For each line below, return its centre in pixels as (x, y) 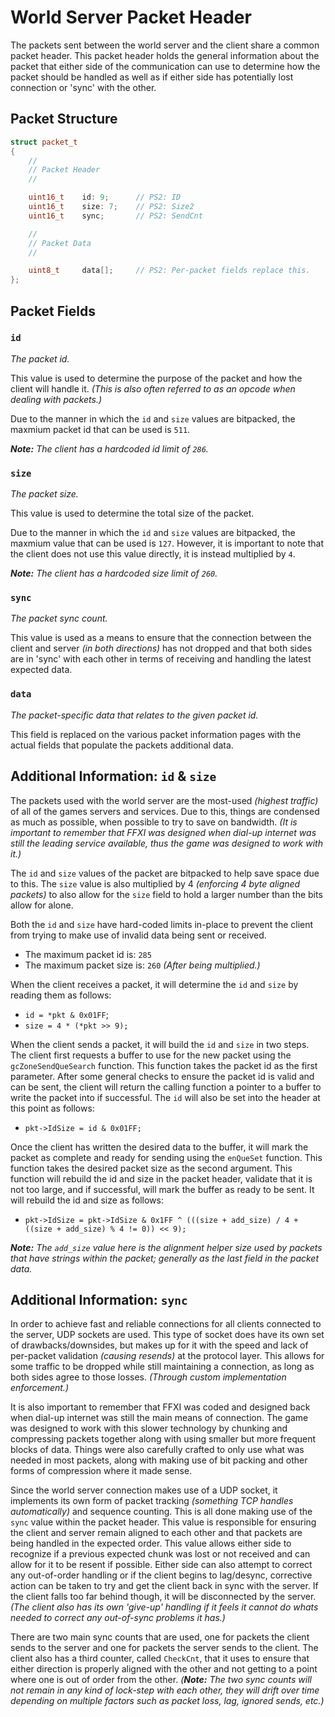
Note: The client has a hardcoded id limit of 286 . (109, 448)
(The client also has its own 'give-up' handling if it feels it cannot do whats (164, 1607)
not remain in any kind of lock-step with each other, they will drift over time (165, 1690)
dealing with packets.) (56, 399)
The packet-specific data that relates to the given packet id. (134, 715)
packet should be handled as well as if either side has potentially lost (152, 77)
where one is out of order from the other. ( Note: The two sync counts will (161, 1680)
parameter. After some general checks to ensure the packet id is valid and (162, 1076)
